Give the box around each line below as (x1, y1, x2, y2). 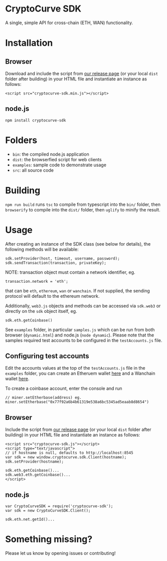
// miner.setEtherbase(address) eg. (5, 395, 82, 400)
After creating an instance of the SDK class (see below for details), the (5, 241, 151, 247)
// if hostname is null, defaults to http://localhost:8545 (5, 451, 134, 456)
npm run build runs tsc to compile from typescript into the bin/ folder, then (5, 201, 160, 207)
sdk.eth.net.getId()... (5, 517, 55, 522)
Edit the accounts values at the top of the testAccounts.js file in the (5, 365, 145, 371)
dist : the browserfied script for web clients (12, 156, 102, 162)
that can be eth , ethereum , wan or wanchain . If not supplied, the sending (5, 287, 150, 294)
